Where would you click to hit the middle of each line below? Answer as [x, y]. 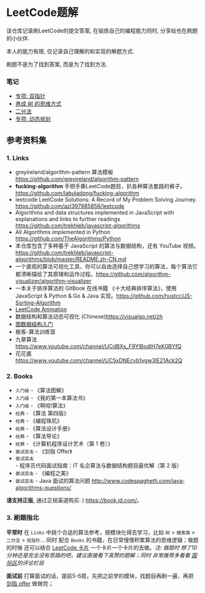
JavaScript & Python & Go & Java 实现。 [66, 296]
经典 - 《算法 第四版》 [42, 413]
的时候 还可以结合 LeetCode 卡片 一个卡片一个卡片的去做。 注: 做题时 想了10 [102, 547]
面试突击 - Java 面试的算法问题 [53, 481]
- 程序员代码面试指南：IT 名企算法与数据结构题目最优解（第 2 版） [99, 466]
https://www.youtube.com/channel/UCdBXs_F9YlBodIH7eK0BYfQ [98, 346]
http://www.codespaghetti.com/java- [138, 481]
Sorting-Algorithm [38, 303]
